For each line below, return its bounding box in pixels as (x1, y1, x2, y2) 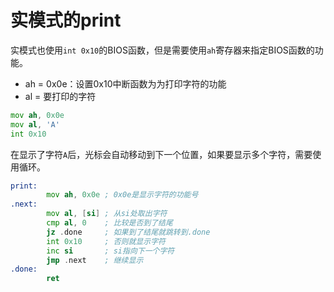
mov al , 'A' (10, 119, 60, 130)
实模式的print (10, 9, 122, 32)
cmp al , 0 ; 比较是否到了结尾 (46, 218, 173, 228)
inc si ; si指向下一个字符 (46, 246, 175, 256)
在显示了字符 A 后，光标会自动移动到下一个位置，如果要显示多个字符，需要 (10, 148, 313, 160)
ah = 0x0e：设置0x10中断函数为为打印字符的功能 (24, 77, 227, 90)
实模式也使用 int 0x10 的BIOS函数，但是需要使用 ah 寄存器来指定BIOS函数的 (10, 44, 315, 56)
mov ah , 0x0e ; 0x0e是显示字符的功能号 (46, 190, 199, 200)
